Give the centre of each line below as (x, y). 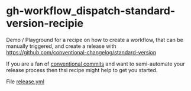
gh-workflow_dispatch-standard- (91, 11)
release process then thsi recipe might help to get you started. (82, 70)
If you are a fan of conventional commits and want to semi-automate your (96, 64)
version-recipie (45, 23)
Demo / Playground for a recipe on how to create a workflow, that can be (95, 40)
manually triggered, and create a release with (61, 46)
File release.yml (25, 82)
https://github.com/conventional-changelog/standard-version (81, 52)
